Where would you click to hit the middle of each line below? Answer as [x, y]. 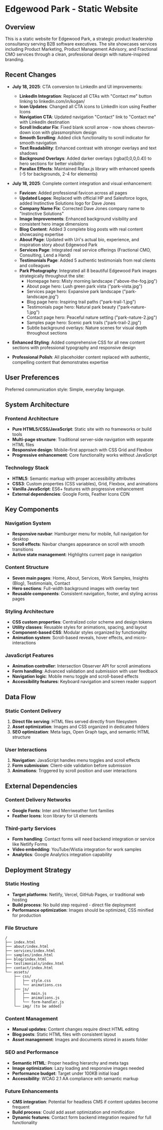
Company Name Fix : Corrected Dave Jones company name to [82, 208]
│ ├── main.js [30, 994]
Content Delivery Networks [38, 800]
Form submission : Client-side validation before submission [72, 766]
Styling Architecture [30, 611]
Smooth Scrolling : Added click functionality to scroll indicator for [85, 137]
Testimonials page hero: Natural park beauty [71, 307]
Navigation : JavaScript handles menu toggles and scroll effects [76, 760]
